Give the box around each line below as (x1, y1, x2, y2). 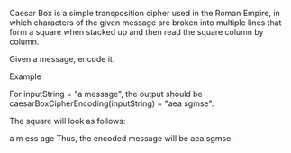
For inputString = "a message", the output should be (9, 89, 203, 99)
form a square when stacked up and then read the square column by (9, 27, 264, 37)
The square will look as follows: (9, 116, 126, 126)
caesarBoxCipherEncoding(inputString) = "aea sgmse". (9, 98, 214, 109)
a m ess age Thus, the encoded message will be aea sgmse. (9, 133, 234, 143)
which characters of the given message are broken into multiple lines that (9, 17, 282, 28)
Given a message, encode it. (9, 54, 115, 64)
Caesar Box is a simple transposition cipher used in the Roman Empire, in (9, 8, 281, 18)
